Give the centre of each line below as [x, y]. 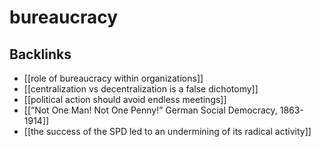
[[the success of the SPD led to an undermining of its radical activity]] [167, 131]
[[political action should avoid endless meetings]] [125, 99]
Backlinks [40, 54]
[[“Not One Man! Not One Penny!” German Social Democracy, [150, 110]
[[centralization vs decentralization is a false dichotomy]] [141, 89]
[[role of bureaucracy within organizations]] [113, 78]
